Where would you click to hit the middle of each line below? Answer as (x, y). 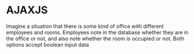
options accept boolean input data (48, 45)
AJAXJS (27, 10)
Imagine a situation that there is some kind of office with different (85, 26)
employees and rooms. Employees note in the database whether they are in (97, 32)
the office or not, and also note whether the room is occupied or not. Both (95, 38)
